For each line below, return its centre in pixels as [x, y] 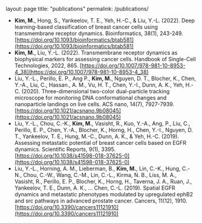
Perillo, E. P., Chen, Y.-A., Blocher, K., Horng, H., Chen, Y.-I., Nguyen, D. [104, 130]
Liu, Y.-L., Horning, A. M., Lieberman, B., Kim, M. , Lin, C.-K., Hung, [97, 168]
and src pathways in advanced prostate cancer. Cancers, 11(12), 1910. [101, 201]
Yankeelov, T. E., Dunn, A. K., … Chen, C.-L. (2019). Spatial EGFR [95, 188]
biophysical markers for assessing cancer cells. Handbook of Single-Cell [105, 59]
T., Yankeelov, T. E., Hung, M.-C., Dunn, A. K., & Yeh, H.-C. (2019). [97, 136]
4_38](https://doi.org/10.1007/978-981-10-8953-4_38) [81, 72]
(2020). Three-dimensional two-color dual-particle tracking [96, 91]
